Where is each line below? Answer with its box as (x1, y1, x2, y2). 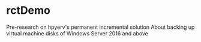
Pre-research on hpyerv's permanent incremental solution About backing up (6, 23, 195, 31)
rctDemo (6, 4, 51, 17)
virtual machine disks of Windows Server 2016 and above (6, 29, 149, 37)
